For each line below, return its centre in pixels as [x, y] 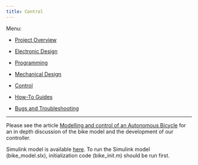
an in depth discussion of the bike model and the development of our [90, 131]
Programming [31, 62]
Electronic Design [36, 51]
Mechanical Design [38, 74]
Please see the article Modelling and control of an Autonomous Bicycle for [96, 125]
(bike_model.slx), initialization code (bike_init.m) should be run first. [88, 155]
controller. [19, 138]
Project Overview [36, 39]
